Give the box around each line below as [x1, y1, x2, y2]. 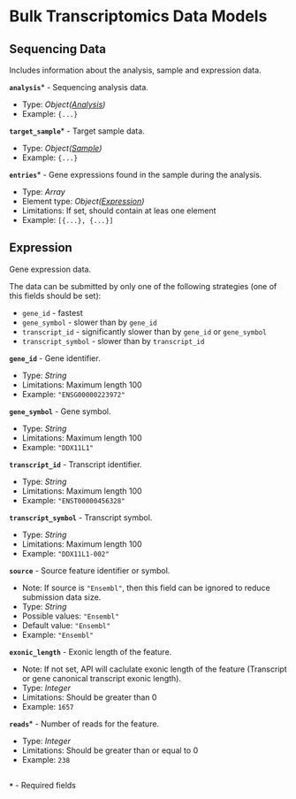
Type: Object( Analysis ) [21, 99, 106, 110]
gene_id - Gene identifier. [9, 352, 101, 364]
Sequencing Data [9, 42, 106, 57]
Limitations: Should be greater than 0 [21, 692, 157, 703]
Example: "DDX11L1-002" [21, 548, 110, 558]
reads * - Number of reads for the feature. [9, 718, 160, 729]
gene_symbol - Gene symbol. [9, 405, 111, 417]
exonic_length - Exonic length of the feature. [9, 646, 172, 657]
